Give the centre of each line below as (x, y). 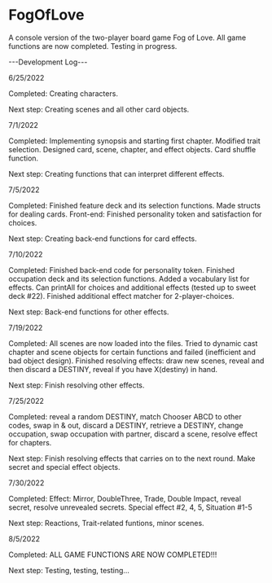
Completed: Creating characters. (63, 93)
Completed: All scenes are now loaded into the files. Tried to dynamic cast (133, 343)
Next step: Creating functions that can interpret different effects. (116, 173)
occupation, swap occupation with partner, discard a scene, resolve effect (133, 434)
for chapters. (30, 442)
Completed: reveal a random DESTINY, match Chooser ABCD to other (125, 416)
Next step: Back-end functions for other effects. (89, 312)
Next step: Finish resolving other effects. (77, 385)
